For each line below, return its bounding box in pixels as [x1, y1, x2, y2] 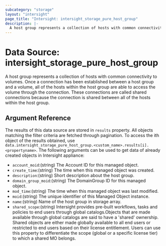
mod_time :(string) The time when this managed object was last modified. [12, 188, 159, 194]
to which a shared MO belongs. [12, 235, 77, 241]
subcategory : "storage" [5, 7, 54, 12]
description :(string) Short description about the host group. [12, 172, 135, 178]
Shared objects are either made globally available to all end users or [12, 219, 151, 225]
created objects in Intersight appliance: [5, 152, 85, 158]
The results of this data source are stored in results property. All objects [5, 127, 153, 133]
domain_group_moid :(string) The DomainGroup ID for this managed [12, 177, 146, 183]
